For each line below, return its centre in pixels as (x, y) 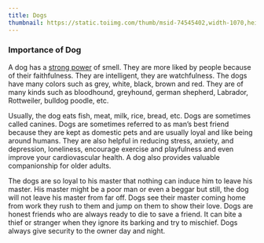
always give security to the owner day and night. (87, 230)
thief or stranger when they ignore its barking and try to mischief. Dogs (123, 222)
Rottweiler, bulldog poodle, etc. (59, 100)
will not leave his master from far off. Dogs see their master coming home (127, 198)
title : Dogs (27, 15)
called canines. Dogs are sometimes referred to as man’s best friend (119, 124)
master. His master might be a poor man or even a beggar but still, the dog (128, 189)
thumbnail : (26, 23)
